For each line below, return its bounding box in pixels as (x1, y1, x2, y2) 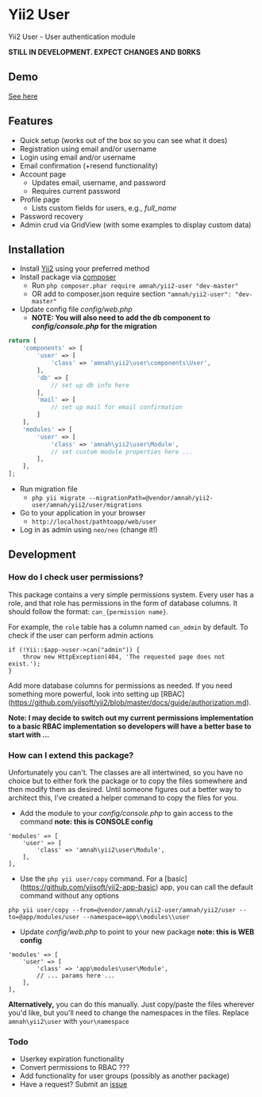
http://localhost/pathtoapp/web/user (31, 518, 157, 526)
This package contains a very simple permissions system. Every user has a (8, 589, 254, 599)
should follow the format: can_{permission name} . (8, 606, 169, 616)
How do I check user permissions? (8, 572, 144, 583)
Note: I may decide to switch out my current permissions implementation (8, 713, 254, 722)
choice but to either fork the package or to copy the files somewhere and (8, 776, 248, 786)
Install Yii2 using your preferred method (19, 264, 150, 273)
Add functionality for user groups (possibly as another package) (19, 1071, 230, 1081)
